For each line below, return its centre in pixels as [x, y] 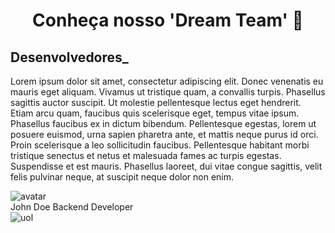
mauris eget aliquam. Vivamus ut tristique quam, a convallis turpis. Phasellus [168, 92]
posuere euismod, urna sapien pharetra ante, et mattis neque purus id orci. [164, 134]
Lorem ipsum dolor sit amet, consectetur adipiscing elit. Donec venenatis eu [167, 81]
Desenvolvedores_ [69, 57]
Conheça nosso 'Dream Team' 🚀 [168, 20]
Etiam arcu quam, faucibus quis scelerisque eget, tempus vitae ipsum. [155, 113]
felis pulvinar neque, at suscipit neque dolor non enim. [122, 177]
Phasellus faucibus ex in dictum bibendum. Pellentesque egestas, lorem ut [163, 123]
